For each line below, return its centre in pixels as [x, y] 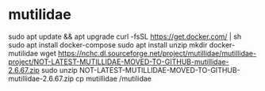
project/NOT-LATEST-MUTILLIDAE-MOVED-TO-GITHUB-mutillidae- [119, 62]
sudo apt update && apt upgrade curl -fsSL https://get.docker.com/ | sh [125, 36]
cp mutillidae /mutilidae [113, 78]
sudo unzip [59, 70]
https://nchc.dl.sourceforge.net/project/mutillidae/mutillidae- [157, 53]
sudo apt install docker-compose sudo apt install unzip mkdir [108, 44]
